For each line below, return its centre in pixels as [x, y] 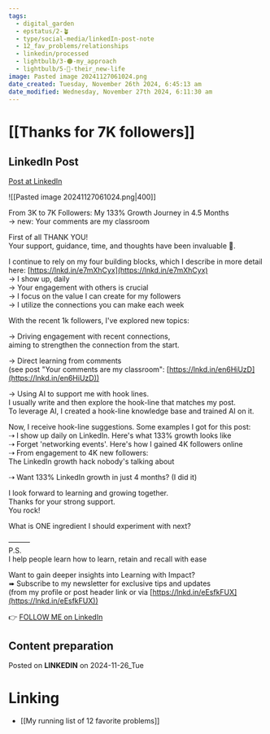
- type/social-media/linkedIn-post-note [85, 39]
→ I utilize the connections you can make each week [96, 305]
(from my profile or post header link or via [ [81, 592]
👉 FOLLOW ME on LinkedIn [56, 617]
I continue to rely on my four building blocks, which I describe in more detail [135, 262]
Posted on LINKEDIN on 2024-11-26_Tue [76, 666]
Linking [34, 699]
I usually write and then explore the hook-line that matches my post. [122, 403]
